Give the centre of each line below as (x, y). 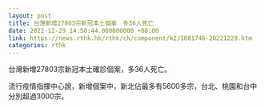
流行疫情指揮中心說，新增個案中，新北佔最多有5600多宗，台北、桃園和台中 (133, 86)
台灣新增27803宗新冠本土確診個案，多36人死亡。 (90, 70)
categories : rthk (37, 46)
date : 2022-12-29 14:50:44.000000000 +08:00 (84, 30)
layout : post (30, 16)
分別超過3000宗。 (38, 96)
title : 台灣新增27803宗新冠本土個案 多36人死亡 (81, 23)
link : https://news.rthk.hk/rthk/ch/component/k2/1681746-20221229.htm (130, 38)
